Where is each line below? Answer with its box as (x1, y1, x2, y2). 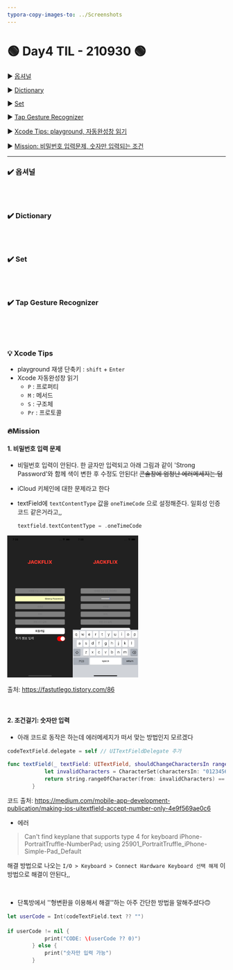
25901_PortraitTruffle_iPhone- (121, 839, 207, 848)
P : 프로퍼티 (27, 383, 59, 391)
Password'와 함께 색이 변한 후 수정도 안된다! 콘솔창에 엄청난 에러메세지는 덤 (17, 469, 223, 478)
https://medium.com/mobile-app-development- (34, 796, 171, 805)
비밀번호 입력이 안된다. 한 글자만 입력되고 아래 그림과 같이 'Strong (17, 461, 196, 469)
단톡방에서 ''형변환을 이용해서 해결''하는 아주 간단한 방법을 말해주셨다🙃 (17, 898, 212, 906)
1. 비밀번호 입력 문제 (7, 444, 61, 453)
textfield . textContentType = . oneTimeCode (17, 523, 142, 530)
